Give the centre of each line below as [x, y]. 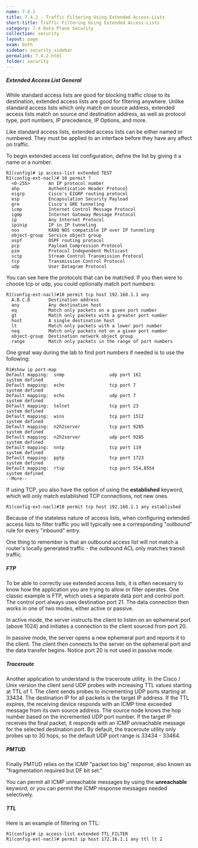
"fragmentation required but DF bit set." [54, 771]
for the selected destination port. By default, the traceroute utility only [91, 729]
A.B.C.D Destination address [55, 300]
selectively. [20, 795]
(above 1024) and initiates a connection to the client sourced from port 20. [97, 626]
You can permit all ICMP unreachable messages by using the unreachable [97, 782]
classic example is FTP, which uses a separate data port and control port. [95, 596]
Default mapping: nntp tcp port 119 [74, 448]
